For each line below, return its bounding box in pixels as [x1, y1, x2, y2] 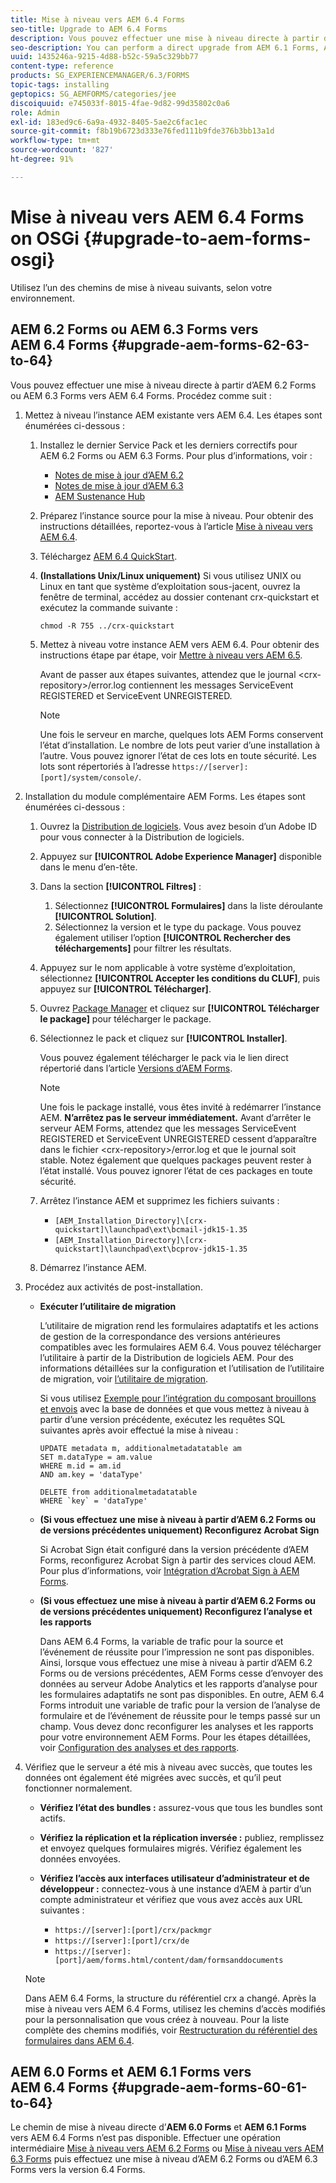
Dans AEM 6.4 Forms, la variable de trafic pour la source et [39, 1635, 284, 1647]
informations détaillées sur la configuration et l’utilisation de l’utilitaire [39, 1362, 325, 1374]
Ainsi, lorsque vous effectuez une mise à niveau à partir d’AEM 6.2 [39, 1656, 313, 1668]
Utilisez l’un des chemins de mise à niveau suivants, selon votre [10, 281, 273, 293]
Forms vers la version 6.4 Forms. [10, 2164, 146, 2176]
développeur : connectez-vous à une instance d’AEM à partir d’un [39, 1882, 312, 1895]
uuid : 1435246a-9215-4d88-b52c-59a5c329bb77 [10, 52, 199, 62]
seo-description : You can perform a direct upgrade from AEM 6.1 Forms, [10, 42, 320, 53]
